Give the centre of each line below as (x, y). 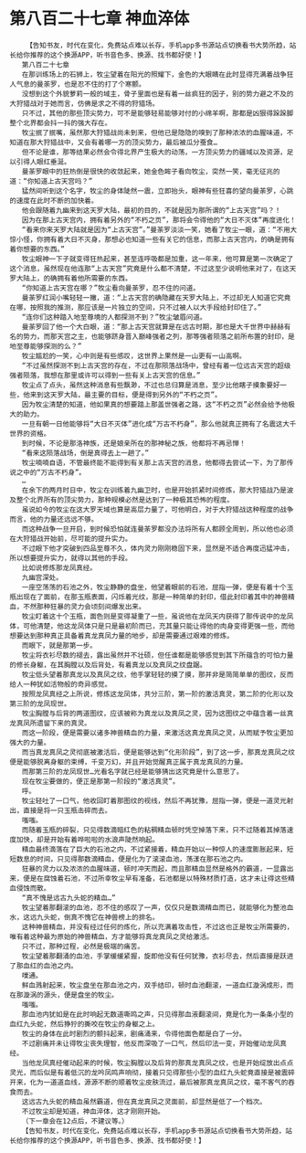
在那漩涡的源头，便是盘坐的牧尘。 (64, 995)
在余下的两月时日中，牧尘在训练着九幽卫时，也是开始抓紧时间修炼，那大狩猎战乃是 (154, 490)
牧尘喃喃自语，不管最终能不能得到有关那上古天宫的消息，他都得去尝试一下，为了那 (154, 462)
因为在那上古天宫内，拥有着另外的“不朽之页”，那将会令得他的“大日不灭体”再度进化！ (159, 220)
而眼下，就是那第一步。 (59, 645)
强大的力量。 (30, 742)
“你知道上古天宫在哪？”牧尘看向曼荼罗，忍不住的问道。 (111, 288)
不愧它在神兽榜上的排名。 (118, 917)
